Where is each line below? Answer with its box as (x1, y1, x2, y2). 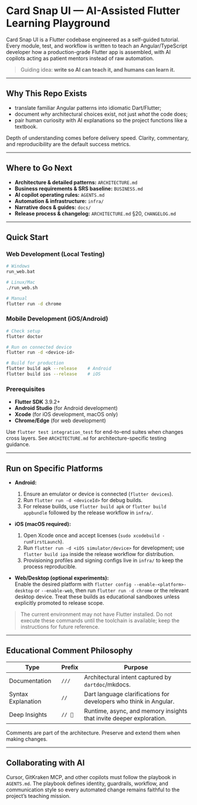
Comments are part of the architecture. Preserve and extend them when (6, 729, 181, 736)
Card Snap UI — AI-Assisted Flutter (6, 4, 181, 18)
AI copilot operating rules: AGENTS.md (14, 191, 105, 198)
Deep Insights (9, 710, 47, 719)
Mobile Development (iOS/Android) (6, 315, 108, 323)
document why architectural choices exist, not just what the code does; (14, 110, 188, 117)
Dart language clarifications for (84, 690, 170, 698)
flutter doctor (6, 334, 43, 339)
